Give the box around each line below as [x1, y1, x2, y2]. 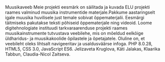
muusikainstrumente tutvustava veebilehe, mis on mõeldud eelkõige [5, 31, 144, 36]
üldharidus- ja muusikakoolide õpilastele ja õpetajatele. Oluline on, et [5, 35, 145, 41]
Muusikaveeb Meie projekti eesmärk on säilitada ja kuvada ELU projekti [5, 4, 150, 10]
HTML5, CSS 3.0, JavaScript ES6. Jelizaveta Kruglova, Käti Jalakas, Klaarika [5, 46, 161, 52]
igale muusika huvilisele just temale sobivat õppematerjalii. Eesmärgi [5, 15, 145, 20]
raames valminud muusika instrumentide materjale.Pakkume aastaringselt [5, 9, 155, 15]
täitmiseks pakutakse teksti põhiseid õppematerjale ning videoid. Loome [5, 20, 152, 26]
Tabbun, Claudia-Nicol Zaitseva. [5, 51, 71, 57]
